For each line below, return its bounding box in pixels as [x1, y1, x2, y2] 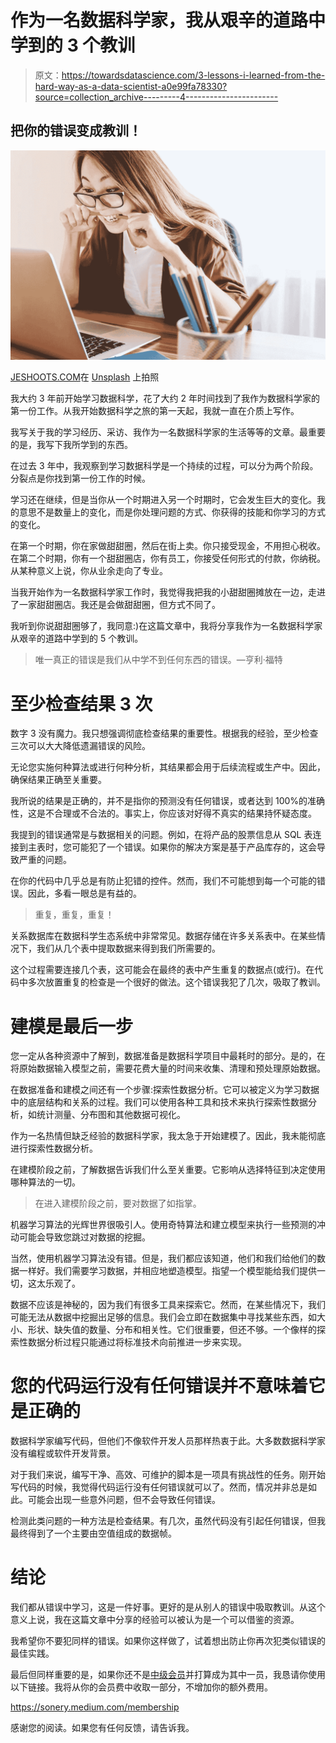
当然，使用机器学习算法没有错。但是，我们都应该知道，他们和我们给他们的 [10, 1252, 317, 1265]
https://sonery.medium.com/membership [10, 1701, 180, 1713]
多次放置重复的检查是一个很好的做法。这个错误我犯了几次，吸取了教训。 [27, 976, 326, 988]
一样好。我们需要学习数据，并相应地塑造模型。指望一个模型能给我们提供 [18, 1265, 317, 1277]
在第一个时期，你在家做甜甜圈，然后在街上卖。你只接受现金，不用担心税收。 [10, 540, 326, 552]
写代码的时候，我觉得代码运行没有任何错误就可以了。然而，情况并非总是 [10, 1481, 308, 1493]
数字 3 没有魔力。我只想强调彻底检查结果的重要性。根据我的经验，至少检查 [10, 727, 319, 740]
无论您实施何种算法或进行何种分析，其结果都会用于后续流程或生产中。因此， [10, 761, 326, 773]
